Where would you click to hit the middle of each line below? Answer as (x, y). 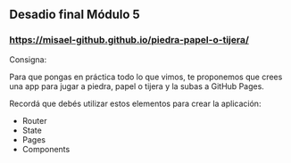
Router (34, 120)
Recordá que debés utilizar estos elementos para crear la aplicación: (135, 103)
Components (46, 149)
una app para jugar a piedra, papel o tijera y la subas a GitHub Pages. (137, 86)
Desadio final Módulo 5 (75, 15)
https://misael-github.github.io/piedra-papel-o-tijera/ (129, 40)
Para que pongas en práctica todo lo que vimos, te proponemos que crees (146, 77)
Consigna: (28, 59)
